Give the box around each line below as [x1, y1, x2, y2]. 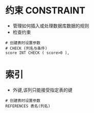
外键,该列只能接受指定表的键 [12, 87, 73, 93]
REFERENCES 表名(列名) [5, 103, 51, 108]
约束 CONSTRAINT [5, 5, 86, 16]
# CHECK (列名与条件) [5, 46, 48, 51]
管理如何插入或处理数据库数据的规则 [12, 23, 89, 29]
